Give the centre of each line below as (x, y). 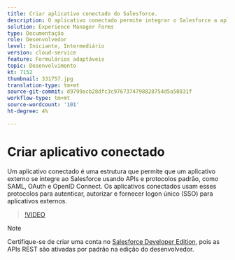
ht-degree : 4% (28, 111)
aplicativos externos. (37, 201)
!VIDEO (35, 215)
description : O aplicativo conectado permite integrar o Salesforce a (112, 20)
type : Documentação (36, 33)
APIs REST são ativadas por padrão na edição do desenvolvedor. (101, 249)
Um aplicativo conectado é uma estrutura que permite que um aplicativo (111, 171)
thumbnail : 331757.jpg (40, 79)
